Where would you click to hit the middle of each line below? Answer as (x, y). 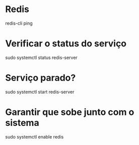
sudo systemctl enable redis (34, 136)
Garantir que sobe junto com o (70, 112)
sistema (22, 123)
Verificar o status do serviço (66, 44)
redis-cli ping (19, 23)
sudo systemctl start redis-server (40, 92)
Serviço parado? (41, 78)
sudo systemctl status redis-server (42, 57)
